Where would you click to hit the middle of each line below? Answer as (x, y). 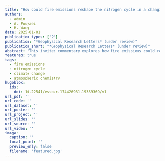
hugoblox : (15, 82)
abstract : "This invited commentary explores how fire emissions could (80, 51)
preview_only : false (30, 147)
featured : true (21, 55)
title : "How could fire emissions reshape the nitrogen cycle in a (76, 10)
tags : (11, 60)
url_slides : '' (21, 119)
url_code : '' (18, 101)
